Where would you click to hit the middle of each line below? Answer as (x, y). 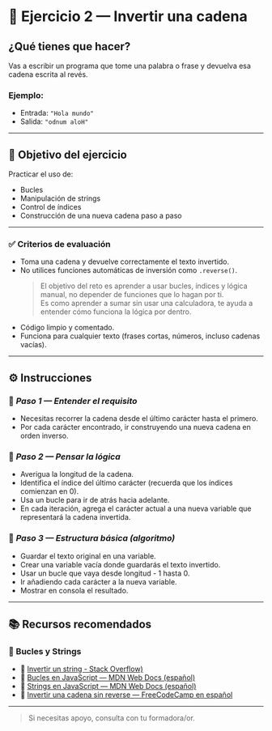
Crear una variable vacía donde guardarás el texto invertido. (120, 564)
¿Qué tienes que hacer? (70, 47)
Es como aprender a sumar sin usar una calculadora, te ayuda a (147, 304)
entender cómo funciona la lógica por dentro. (116, 312)
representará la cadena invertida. (75, 517)
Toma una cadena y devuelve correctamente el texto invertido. (125, 261)
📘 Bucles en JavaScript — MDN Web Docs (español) (108, 678)
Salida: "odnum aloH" (54, 121)
